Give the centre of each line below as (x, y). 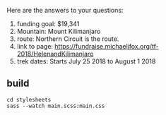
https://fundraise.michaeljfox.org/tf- (107, 46)
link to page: (35, 46)
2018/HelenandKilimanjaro (55, 54)
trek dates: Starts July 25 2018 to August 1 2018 (86, 61)
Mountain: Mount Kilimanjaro (59, 31)
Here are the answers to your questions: (65, 10)
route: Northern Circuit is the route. (68, 39)
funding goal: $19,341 (48, 24)
